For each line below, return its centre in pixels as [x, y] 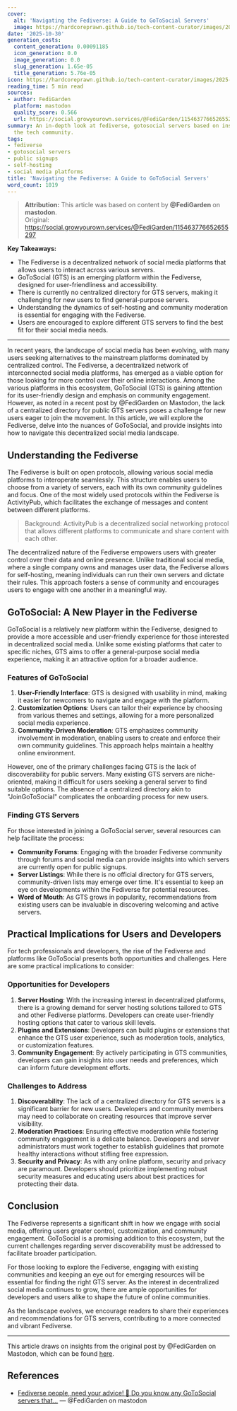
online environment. [47, 753]
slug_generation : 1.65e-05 [53, 66]
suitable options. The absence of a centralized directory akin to [99, 789]
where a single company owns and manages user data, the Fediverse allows [118, 567]
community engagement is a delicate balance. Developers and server [119, 1139]
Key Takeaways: [32, 249]
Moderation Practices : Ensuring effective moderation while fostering [118, 1131]
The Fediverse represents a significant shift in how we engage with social [114, 1223]
